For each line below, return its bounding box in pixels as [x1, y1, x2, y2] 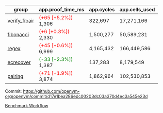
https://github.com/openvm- [23, 88, 80, 94]
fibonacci [7, 31, 29, 38]
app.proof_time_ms [38, 6, 85, 13]
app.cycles [89, 6, 115, 13]
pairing [7, 73, 24, 79]
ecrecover [7, 59, 31, 66]
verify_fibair [7, 17, 34, 24]
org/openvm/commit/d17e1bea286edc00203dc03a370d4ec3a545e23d [5, 94, 148, 99]
